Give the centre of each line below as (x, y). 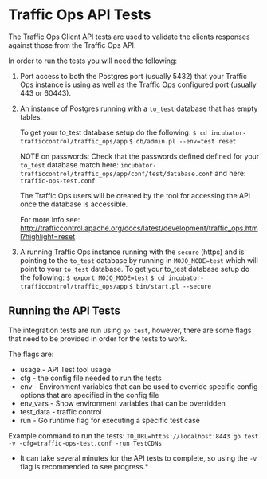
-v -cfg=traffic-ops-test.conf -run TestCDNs (85, 443)
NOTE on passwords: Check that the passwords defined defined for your (139, 156)
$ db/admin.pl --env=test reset (183, 141)
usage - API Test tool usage (65, 369)
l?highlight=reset (47, 236)
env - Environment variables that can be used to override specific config (139, 386)
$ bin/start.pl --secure (170, 286)
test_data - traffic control (61, 411)
